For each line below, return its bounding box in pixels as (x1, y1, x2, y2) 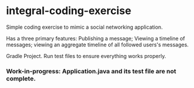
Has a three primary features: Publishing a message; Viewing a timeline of (6, 35, 185, 42)
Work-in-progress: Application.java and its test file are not (6, 67, 176, 75)
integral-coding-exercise (6, 4, 132, 18)
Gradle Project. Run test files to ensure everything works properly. (6, 52, 166, 59)
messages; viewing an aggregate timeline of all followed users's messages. (6, 41, 189, 48)
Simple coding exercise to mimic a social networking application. (6, 23, 163, 31)
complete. (6, 75, 36, 83)
